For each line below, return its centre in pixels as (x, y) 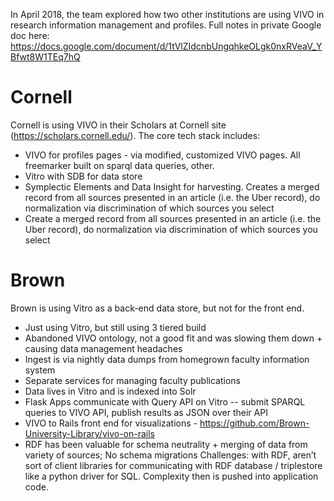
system (40, 370)
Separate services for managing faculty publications (132, 380)
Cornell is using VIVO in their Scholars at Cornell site (118, 125)
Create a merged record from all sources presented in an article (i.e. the (173, 218)
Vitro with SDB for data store (83, 176)
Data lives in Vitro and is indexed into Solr (110, 391)
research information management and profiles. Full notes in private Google (166, 25)
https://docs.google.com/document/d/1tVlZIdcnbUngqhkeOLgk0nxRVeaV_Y (166, 46)
